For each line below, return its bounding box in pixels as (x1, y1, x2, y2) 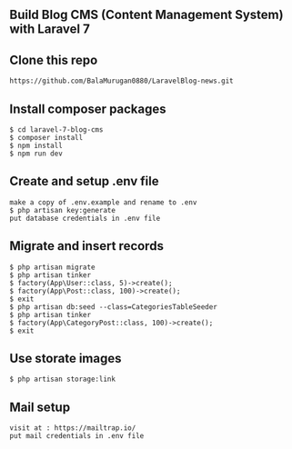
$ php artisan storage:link (9, 374, 116, 384)
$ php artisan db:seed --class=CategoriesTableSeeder (9, 302, 218, 312)
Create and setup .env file (9, 174, 159, 189)
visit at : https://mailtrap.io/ (9, 424, 136, 433)
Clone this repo (9, 52, 98, 67)
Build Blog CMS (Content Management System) (9, 7, 284, 23)
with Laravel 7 (9, 22, 91, 37)
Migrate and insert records (9, 238, 164, 254)
